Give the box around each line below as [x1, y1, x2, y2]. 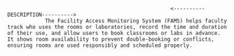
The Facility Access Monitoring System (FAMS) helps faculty [44, 17, 228, 24]
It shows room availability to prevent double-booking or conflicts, [7, 36, 215, 43]
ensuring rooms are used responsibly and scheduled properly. [7, 42, 193, 49]
